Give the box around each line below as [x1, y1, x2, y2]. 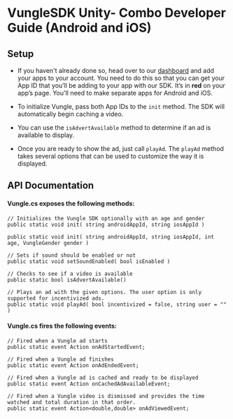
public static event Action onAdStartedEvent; [7, 343, 146, 350]
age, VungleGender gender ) [7, 239, 90, 246]
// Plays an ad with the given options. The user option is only [7, 288, 202, 295]
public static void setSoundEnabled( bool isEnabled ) [7, 258, 171, 265]
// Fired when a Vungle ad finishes [7, 356, 114, 363]
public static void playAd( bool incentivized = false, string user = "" [7, 300, 227, 308]
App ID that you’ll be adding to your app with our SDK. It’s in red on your [17, 81, 226, 89]
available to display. [17, 131, 75, 139]
